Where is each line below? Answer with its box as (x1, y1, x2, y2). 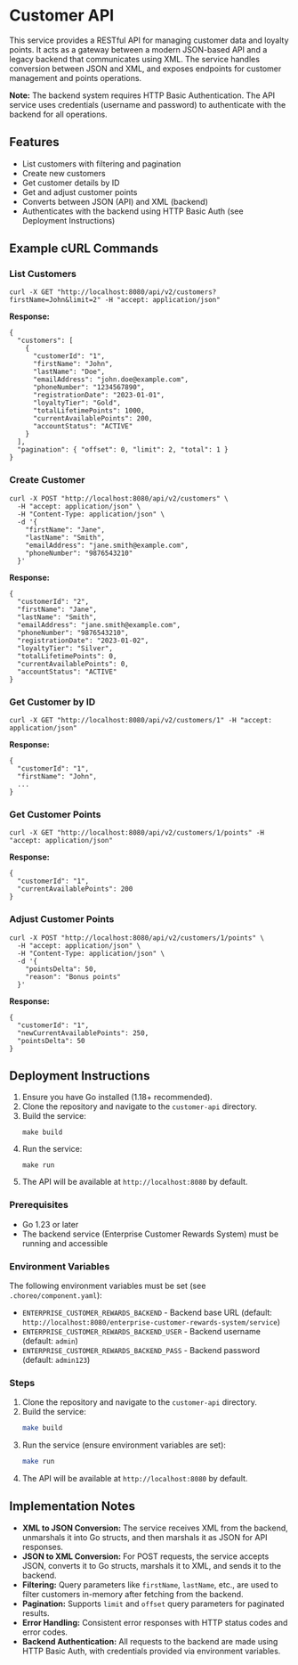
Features (9, 135, 60, 150)
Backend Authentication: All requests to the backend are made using (21, 1636, 278, 1646)
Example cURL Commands (9, 241, 159, 257)
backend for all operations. (9, 109, 109, 119)
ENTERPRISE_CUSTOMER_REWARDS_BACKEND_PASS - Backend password (21, 1345, 261, 1356)
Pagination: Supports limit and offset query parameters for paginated (21, 1598, 285, 1609)
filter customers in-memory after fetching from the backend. (21, 1588, 244, 1599)
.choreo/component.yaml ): (9, 1290, 102, 1301)
